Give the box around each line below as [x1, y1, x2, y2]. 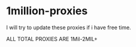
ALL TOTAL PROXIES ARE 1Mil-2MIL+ [6, 35, 98, 42]
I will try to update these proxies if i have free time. [6, 24, 131, 31]
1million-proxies [6, 4, 88, 18]
